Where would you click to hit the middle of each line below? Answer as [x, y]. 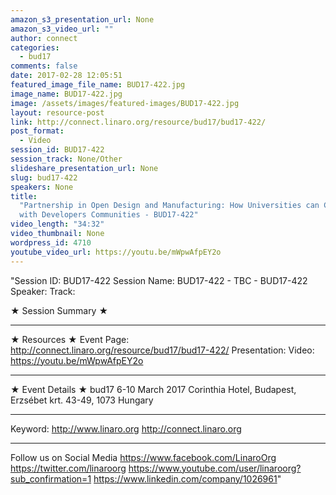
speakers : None [42, 187]
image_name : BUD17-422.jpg [66, 94]
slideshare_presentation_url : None [84, 168]
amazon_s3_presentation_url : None [82, 19]
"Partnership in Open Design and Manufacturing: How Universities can [169, 206]
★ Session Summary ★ [59, 310]
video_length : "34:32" [57, 224]
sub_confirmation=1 [51, 478]
